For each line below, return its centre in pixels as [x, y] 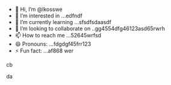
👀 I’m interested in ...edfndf [48, 16]
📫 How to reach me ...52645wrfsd [58, 35]
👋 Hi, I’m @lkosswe [39, 9]
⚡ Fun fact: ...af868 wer [44, 51]
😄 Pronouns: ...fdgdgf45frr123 [53, 44]
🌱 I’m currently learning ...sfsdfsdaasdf [63, 22]
